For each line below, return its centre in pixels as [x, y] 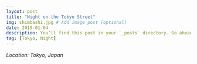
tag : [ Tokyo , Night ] [31, 38]
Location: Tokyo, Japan [35, 55]
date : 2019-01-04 [27, 28]
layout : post [22, 11]
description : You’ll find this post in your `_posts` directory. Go [91, 33]
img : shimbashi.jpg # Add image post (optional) [67, 22]
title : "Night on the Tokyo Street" [51, 17]
